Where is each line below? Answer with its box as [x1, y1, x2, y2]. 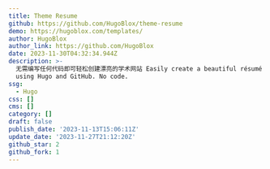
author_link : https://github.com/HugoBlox [8, 42, 154, 50]
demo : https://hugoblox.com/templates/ [8, 27, 144, 35]
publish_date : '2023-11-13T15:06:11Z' [8, 125, 139, 133]
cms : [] [8, 102, 35, 110]
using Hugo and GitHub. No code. [15, 72, 129, 80]
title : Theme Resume [8, 11, 79, 20]
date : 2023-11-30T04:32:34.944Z [8, 50, 118, 58]
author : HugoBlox [8, 34, 67, 43]
